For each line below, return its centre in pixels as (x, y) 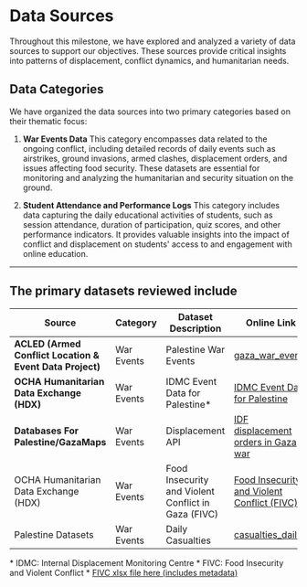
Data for (183, 392)
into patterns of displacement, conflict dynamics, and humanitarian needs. (149, 60)
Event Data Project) (57, 367)
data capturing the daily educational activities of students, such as (148, 215)
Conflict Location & (57, 355)
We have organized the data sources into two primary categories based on (150, 112)
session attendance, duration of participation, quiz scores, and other (152, 224)
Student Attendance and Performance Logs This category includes (151, 205)
